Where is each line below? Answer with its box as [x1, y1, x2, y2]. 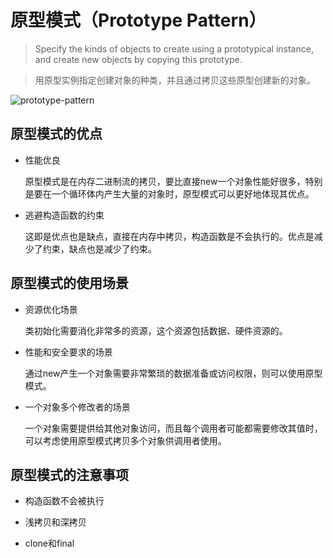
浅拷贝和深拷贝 [24, 516, 87, 528]
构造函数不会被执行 [24, 495, 105, 507]
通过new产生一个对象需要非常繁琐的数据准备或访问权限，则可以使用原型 [24, 367, 323, 379]
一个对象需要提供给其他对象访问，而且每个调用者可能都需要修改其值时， [24, 422, 323, 434]
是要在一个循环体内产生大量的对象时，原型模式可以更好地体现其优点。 [24, 187, 315, 200]
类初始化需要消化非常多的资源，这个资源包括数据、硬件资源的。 [24, 324, 288, 336]
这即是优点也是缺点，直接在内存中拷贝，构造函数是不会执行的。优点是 [24, 230, 315, 242]
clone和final [24, 537, 75, 550]
